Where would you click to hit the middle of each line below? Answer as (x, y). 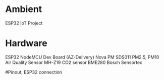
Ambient (24, 9)
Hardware (26, 43)
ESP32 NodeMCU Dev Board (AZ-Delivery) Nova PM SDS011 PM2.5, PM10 (82, 57)
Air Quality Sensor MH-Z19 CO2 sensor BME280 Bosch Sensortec (74, 62)
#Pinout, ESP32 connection (34, 72)
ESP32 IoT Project (24, 23)
